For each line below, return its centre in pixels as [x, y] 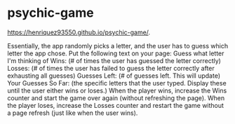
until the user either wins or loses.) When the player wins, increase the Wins [117, 90]
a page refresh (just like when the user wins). [73, 113]
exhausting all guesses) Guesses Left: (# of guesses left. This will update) [114, 76]
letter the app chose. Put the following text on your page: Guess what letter [116, 53]
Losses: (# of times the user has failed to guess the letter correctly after [111, 68]
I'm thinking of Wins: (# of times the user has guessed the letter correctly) [114, 60]
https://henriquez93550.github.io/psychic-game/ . [79, 32]
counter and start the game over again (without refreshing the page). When [116, 98]
